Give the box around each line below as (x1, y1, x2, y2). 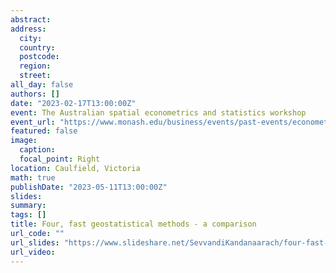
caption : (19, 145, 56, 155)
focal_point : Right (19, 154, 101, 164)
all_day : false (10, 80, 74, 90)
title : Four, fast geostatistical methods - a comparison (10, 219, 257, 230)
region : (19, 61, 52, 71)
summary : (10, 201, 47, 211)
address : (10, 24, 47, 34)
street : (19, 71, 52, 81)
